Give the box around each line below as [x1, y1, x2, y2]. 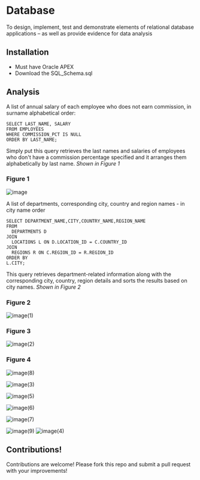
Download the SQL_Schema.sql [14, 70, 93, 77]
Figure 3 [6, 327, 31, 335]
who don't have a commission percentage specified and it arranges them [6, 154, 187, 161]
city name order [6, 206, 46, 214]
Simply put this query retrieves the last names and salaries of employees [6, 147, 186, 154]
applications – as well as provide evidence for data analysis [6, 29, 153, 37]
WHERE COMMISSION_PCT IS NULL [6, 131, 82, 137]
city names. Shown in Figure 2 [6, 283, 81, 290]
